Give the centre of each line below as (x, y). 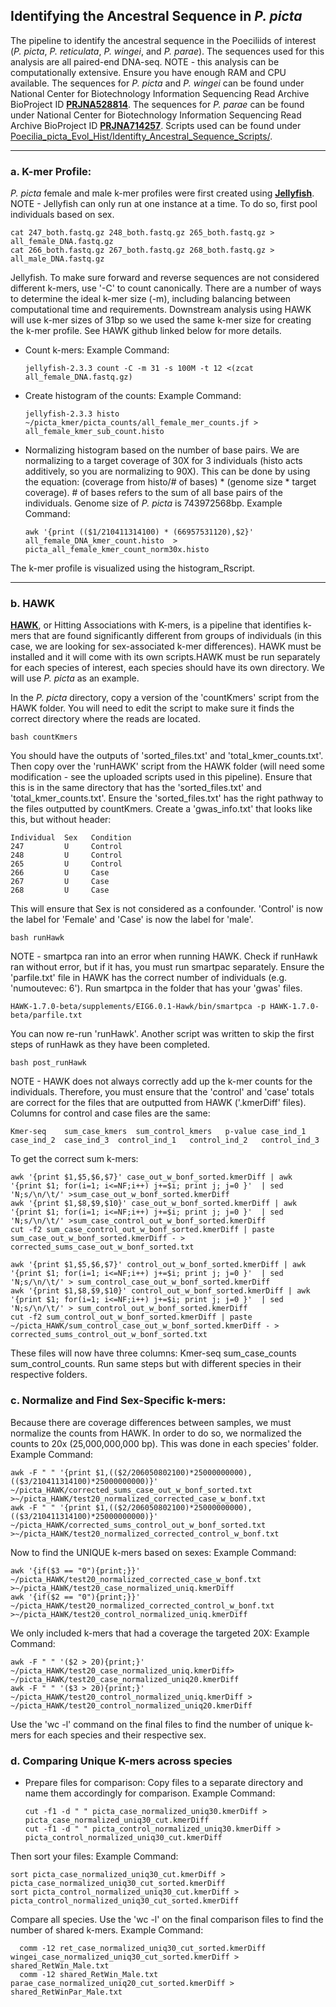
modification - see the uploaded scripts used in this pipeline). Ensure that (161, 777)
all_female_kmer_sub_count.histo (94, 432)
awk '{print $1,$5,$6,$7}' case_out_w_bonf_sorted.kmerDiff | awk (151, 1177)
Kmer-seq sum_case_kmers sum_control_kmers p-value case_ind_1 (158, 1132)
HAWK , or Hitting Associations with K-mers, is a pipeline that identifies (156, 625)
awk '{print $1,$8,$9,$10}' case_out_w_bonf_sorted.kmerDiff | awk (154, 1204)
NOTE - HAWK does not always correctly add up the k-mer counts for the (161, 1081)
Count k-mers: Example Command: (97, 350)
